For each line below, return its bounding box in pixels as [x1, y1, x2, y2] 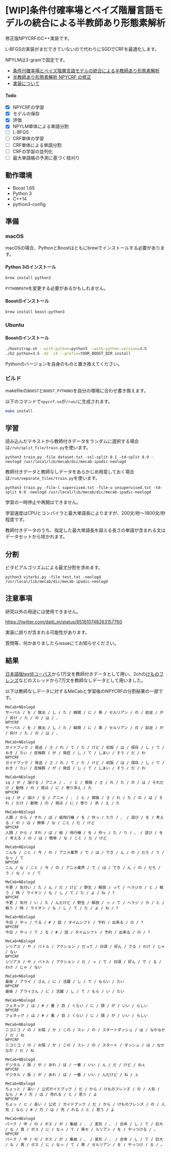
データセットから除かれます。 [5, 534, 68, 540]
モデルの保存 [12, 110, 40, 117]
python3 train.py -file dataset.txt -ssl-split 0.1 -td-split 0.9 [5, 455, 149, 460]
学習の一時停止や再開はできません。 [5, 499, 81, 505]
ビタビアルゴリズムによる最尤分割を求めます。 [5, 564, 103, 570]
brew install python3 [5, 275, 51, 280]
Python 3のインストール [5, 264, 56, 270]
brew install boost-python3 [5, 309, 65, 314]
